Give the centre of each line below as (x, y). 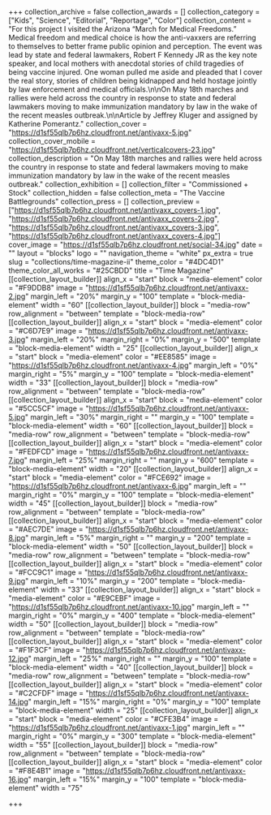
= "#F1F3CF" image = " (47, 650)
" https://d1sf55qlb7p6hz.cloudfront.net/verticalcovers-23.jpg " (112, 150)
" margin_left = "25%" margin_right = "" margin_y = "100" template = (143, 658)
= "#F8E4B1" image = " (47, 771)
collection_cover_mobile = (52, 141)
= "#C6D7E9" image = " (49, 331)
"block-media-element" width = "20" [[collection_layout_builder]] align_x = (133, 469)
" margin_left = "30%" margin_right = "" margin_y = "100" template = (140, 417)
